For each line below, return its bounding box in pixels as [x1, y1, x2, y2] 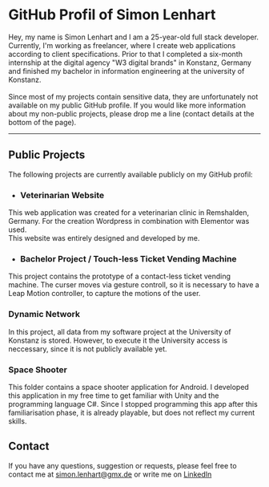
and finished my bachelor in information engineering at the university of [8, 66, 245, 75]
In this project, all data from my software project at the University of [8, 327, 232, 336]
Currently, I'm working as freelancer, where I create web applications [8, 40, 236, 50]
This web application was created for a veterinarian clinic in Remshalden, [8, 208, 250, 217]
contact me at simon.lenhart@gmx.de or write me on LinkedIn [8, 469, 212, 479]
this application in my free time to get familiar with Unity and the [8, 391, 219, 400]
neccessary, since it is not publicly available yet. [8, 343, 167, 354]
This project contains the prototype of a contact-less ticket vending [8, 271, 231, 282]
